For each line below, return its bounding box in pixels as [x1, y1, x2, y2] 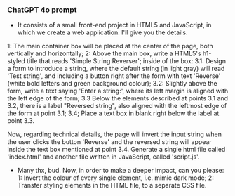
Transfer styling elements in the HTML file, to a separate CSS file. [17, 181, 207, 190]
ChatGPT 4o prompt [7, 5, 77, 15]
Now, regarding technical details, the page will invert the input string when [7, 130, 222, 138]
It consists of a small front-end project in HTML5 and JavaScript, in [17, 21, 212, 30]
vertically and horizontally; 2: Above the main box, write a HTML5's [7, 49, 201, 58]
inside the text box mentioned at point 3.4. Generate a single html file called [7, 145, 226, 154]
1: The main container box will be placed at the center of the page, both [7, 42, 214, 51]
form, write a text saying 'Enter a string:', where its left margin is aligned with [7, 86, 229, 96]
